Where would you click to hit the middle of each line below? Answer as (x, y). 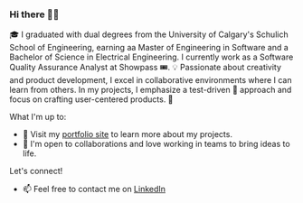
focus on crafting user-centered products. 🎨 (91, 99)
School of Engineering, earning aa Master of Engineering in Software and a (149, 48)
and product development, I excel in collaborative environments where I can (151, 80)
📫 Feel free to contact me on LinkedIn (94, 189)
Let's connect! (36, 171)
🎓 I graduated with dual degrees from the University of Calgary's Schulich (149, 34)
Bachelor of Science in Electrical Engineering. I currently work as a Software (151, 57)
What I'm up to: (38, 117)
